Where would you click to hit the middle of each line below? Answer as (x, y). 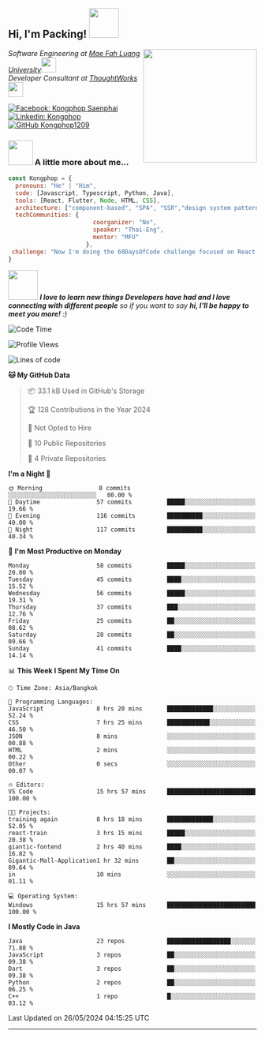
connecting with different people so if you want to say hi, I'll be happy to (129, 305)
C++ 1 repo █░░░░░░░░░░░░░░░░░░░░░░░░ (132, 996)
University (25, 69)
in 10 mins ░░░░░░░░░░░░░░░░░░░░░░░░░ (132, 874)
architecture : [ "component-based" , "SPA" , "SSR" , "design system (123, 208)
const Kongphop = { (40, 178)
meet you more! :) (38, 313)
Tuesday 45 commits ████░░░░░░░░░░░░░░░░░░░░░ (132, 579)
